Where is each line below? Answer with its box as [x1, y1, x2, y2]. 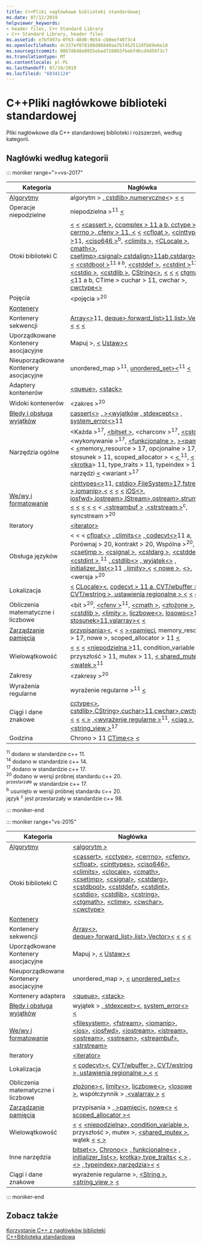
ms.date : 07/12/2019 [6, 14, 58, 20]
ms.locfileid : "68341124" [6, 70, 71, 77]
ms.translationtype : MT [6, 54, 66, 60]
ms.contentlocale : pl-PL [6, 59, 69, 65]
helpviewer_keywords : [6, 20, 61, 26]
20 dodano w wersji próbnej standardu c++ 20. [6, 772, 122, 780]
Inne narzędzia [9, 1153, 51, 1161]
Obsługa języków [9, 552, 58, 560]
